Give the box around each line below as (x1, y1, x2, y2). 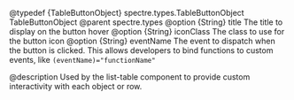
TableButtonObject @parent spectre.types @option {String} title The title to (9, 17, 283, 27)
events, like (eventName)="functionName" (9, 55, 157, 65)
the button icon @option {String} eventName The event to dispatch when (9, 35, 276, 46)
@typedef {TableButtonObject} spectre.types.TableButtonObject (9, 8, 245, 18)
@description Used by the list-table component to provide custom (9, 72, 251, 82)
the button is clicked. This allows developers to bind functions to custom (9, 45, 274, 56)
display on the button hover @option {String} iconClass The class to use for (9, 27, 285, 36)
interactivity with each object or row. (9, 81, 143, 91)
